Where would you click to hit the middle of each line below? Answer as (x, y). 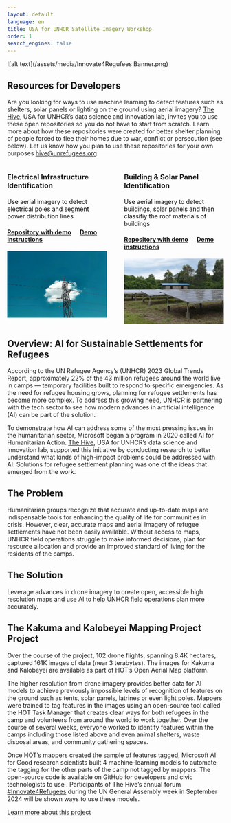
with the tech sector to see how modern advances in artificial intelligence (111, 407)
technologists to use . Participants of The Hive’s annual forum (94, 784)
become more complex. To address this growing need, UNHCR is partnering (115, 400)
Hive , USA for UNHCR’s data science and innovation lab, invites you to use (112, 116)
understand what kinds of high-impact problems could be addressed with (111, 458)
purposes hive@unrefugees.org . (53, 153)
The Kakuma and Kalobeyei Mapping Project (104, 628)
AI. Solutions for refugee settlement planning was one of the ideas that (107, 464)
